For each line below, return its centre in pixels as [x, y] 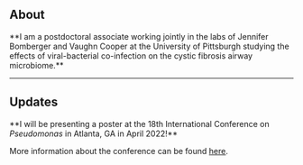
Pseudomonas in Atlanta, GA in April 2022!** [94, 133]
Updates [34, 102]
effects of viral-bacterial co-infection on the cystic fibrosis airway [131, 55]
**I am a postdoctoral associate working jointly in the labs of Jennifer [139, 36]
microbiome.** [37, 65]
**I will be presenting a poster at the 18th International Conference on [139, 124]
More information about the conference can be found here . [119, 151]
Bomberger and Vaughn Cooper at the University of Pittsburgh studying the [150, 46]
